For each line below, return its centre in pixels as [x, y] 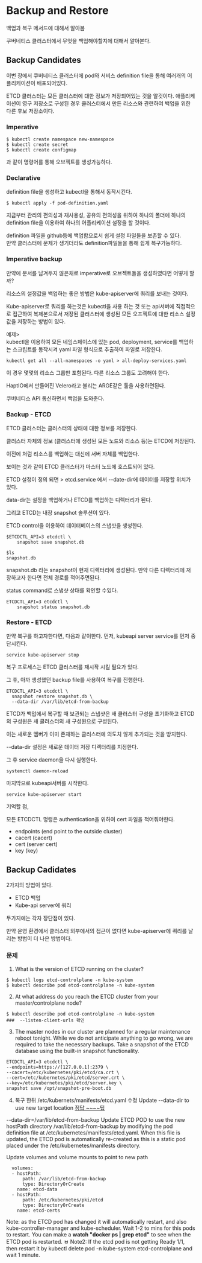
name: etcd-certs [39, 1211]
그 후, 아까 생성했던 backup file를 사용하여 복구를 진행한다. [75, 680]
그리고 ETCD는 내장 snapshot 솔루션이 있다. [58, 512]
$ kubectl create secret [37, 145]
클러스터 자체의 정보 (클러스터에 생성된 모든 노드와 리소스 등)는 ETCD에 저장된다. [101, 441]
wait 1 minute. [23, 1255]
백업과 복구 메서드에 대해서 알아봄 [46, 28]
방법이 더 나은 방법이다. [44, 938]
